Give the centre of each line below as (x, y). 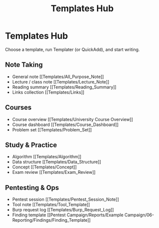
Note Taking (24, 65)
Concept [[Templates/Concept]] (44, 167)
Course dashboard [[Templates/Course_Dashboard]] (65, 124)
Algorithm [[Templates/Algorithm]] (47, 157)
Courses (18, 108)
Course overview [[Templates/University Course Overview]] (72, 119)
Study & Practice (31, 145)
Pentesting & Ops (32, 188)
